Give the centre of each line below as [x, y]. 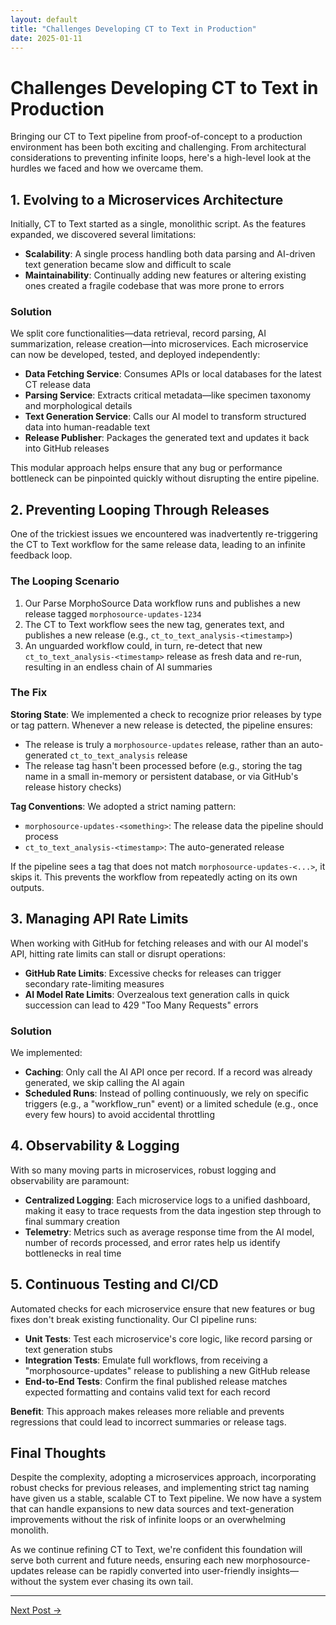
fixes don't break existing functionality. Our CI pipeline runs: [134, 1319]
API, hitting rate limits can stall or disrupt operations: [118, 953]
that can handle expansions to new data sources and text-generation [152, 1509]
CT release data [58, 385]
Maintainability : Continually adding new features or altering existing [165, 275]
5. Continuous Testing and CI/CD [114, 1284]
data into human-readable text [87, 427]
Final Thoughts [58, 1452]
